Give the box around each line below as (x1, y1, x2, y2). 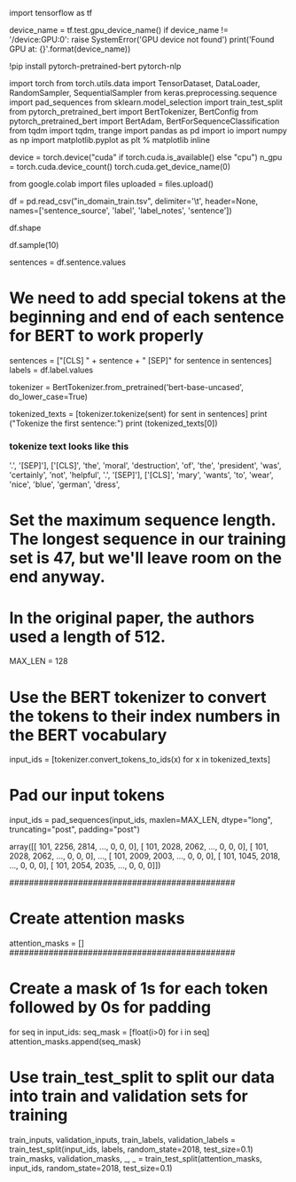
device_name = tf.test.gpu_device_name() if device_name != (9, 25, 229, 35)
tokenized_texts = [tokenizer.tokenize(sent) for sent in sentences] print (9, 408, 268, 419)
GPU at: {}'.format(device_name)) (9, 44, 131, 54)
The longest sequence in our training (9, 529, 286, 549)
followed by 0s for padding (9, 997, 211, 1018)
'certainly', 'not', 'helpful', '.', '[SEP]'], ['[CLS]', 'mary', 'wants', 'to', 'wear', (9, 470, 274, 481)
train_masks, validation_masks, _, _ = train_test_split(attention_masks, (9, 1154, 263, 1164)
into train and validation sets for (9, 1086, 248, 1106)
